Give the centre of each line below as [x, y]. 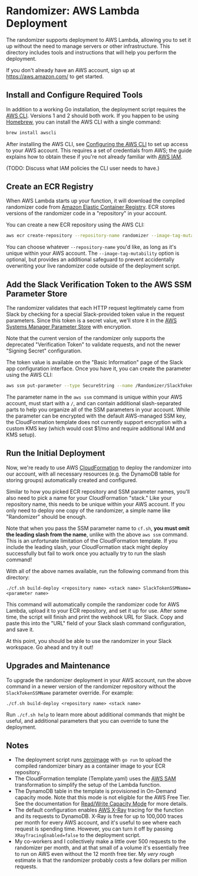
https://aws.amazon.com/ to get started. [55, 76]
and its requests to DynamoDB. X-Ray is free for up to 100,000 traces [99, 816]
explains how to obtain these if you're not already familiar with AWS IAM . [94, 156]
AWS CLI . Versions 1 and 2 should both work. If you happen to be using [93, 115]
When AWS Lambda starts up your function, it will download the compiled [95, 201]
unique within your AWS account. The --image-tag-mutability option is [93, 253]
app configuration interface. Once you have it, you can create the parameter [99, 368]
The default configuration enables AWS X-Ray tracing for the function [99, 810]
